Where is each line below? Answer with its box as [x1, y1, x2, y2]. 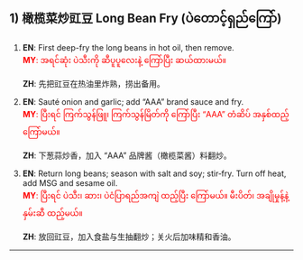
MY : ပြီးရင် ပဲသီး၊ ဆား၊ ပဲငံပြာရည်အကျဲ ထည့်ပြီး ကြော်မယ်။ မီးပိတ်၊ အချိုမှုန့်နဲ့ [22, 190, 289, 200]
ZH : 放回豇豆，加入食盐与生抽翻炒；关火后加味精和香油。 [22, 231, 236, 242]
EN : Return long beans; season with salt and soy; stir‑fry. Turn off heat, [22, 168, 287, 179]
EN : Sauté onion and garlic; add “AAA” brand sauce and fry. [22, 96, 244, 107]
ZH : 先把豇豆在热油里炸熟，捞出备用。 [22, 78, 165, 88]
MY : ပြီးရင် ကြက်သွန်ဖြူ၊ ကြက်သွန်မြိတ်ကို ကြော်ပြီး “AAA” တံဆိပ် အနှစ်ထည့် [22, 108, 290, 119]
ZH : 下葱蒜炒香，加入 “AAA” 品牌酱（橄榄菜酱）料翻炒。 [22, 150, 232, 161]
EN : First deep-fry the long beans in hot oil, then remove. [22, 42, 234, 52]
